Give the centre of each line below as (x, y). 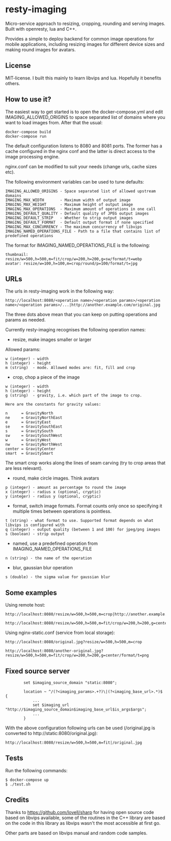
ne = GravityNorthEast (34, 418)
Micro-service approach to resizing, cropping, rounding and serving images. (85, 23)
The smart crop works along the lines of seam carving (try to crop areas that (85, 463)
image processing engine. (33, 156)
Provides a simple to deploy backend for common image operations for (80, 39)
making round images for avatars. (40, 49)
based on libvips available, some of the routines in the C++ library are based (85, 818)
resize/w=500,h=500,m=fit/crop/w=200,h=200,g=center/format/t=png (77, 655)
